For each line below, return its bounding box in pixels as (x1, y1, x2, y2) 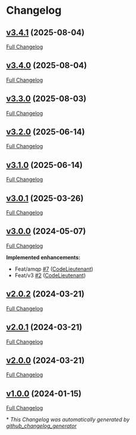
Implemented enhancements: (6, 253, 81, 261)
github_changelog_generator (6, 422, 77, 430)
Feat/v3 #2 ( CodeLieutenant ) (14, 271, 86, 278)
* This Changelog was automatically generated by (6, 416, 130, 423)
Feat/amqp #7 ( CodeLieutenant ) (14, 265, 94, 272)
